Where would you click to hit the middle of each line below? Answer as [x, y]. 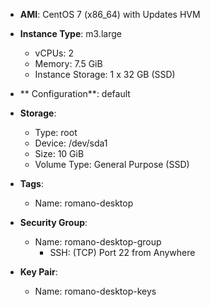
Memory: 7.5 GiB [68, 63]
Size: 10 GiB [59, 153]
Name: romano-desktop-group [98, 242]
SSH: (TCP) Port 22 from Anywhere [122, 252]
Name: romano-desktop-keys [95, 291]
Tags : [31, 183]
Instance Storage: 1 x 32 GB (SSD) [105, 74]
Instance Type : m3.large [70, 33]
